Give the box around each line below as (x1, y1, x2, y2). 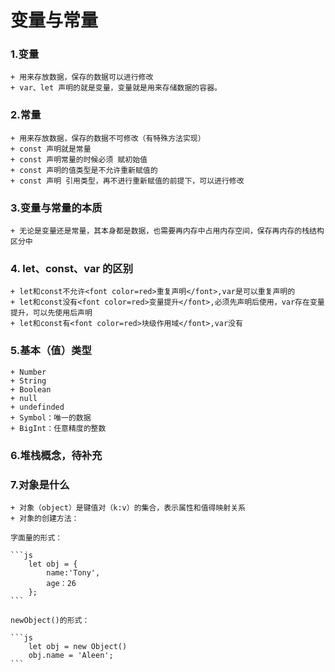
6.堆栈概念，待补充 (10, 448, 103, 462)
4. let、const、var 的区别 (10, 262, 133, 275)
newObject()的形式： (10, 615, 90, 625)
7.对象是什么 (10, 477, 70, 491)
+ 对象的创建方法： (10, 513, 80, 523)
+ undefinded (10, 402, 65, 412)
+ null (10, 393, 38, 403)
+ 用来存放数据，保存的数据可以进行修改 (10, 72, 154, 83)
